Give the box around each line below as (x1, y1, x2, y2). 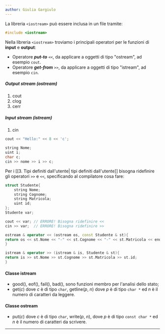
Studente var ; (5, 210, 34, 215)
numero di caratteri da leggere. (12, 292, 75, 298)
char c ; (5, 155, 21, 160)
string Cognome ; (14, 192, 48, 197)
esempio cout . (12, 59, 41, 65)
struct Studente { (5, 183, 41, 188)
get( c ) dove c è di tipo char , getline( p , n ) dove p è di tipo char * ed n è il (12, 286, 158, 292)
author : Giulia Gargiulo (5, 7, 56, 12)
